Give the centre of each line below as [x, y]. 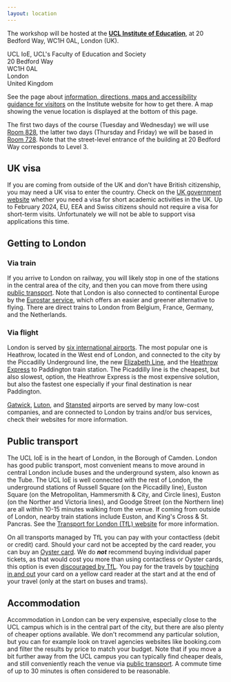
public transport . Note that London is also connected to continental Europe [113, 293]
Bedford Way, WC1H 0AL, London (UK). [63, 40]
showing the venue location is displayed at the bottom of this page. [102, 111]
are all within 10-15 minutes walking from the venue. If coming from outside [114, 509]
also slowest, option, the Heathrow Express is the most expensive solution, [113, 377]
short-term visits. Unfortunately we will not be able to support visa [101, 214]
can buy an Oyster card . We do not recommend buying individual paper [109, 552]
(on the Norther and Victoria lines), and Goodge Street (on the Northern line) [115, 502]
